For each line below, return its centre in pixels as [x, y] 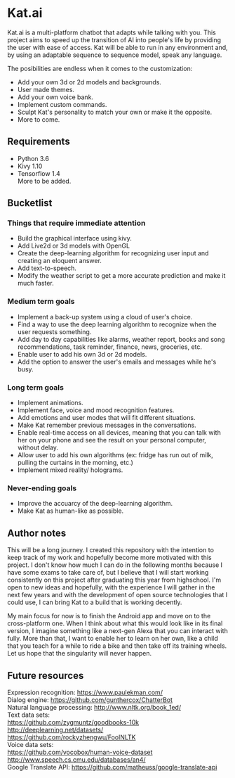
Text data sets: [29, 715]
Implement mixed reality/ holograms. [70, 470]
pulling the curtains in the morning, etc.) [75, 463]
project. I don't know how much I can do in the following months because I [115, 565]
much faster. [35, 283]
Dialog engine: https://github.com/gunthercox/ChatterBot [90, 700]
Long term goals [36, 387]
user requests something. [54, 331]
